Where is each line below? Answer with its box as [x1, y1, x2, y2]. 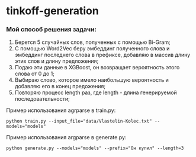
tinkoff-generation [6, 4, 99, 18]
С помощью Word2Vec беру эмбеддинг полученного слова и [14, 45, 170, 52]
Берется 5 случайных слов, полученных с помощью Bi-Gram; [14, 39, 171, 46]
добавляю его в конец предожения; [14, 83, 105, 90]
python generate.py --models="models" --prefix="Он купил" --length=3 [6, 145, 184, 152]
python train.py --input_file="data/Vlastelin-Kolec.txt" [6, 118, 152, 124]
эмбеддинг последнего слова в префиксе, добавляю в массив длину [14, 52, 191, 59]
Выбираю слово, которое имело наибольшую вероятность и [14, 76, 169, 84]
